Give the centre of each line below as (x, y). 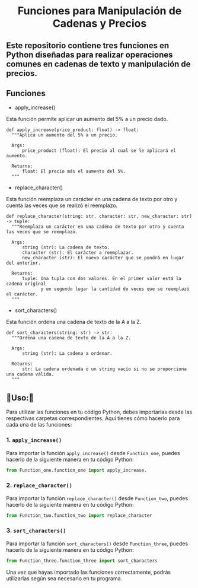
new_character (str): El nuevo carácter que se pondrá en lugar (103, 258)
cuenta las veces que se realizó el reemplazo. (62, 205)
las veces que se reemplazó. (42, 232)
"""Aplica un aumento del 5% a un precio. (65, 135)
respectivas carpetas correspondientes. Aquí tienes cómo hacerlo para (93, 418)
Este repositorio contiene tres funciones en (88, 45)
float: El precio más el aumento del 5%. (74, 171)
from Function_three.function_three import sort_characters (82, 561)
